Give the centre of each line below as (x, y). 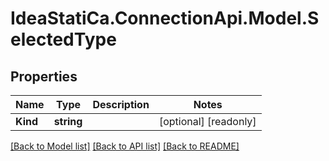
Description (121, 104)
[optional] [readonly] (207, 121)
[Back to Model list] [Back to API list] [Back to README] (125, 146)
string (68, 121)
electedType (63, 39)
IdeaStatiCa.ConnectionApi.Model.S (165, 18)
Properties (44, 76)
